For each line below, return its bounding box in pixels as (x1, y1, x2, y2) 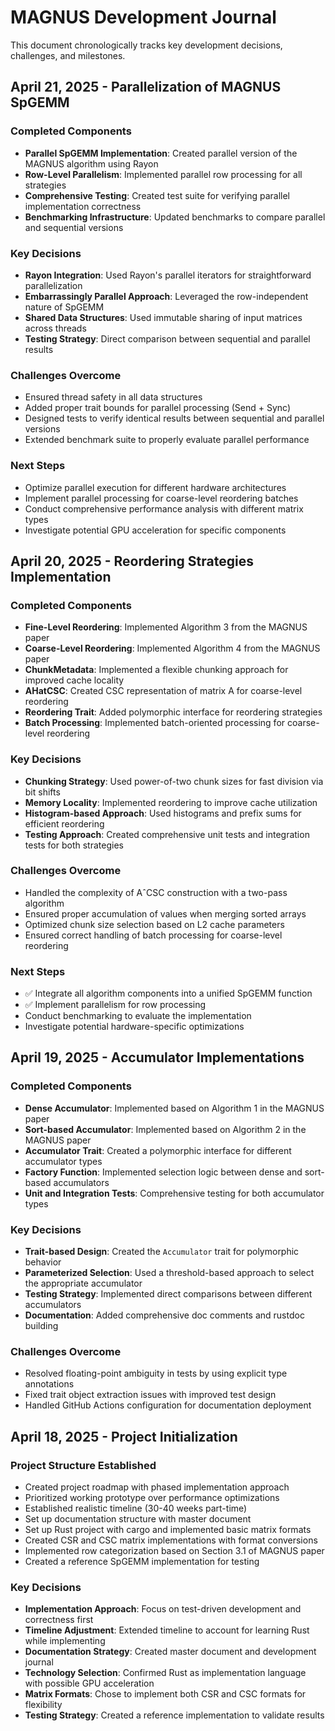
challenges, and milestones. (10, 49, 126, 61)
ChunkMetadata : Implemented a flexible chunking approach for (24, 664, 289, 676)
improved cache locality (24, 674, 125, 686)
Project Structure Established (10, 1458, 157, 1472)
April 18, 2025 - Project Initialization (10, 1428, 238, 1445)
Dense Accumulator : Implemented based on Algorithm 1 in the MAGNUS (24, 1102, 325, 1114)
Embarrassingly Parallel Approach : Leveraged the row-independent (24, 290, 309, 302)
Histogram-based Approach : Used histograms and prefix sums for (24, 807, 302, 819)
